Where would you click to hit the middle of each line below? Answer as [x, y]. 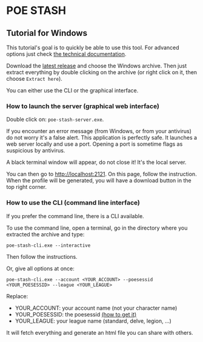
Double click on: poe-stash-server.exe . [55, 120]
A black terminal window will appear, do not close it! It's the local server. [96, 162]
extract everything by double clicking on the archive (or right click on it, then [102, 72]
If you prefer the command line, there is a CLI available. [75, 216]
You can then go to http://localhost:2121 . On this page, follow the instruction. [101, 174]
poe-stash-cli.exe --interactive [48, 245]
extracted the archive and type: [45, 234]
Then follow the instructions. [42, 256]
